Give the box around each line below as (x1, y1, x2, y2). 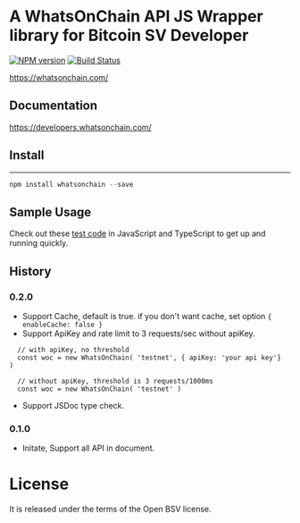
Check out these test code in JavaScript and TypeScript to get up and (9, 228, 266, 239)
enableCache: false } (21, 320, 103, 329)
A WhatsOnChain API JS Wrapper (9, 6, 263, 27)
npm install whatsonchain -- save (9, 180, 134, 189)
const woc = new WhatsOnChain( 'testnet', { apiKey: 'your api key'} (17, 353, 281, 362)
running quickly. (9, 238, 69, 249)
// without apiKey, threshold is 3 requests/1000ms (17, 376, 214, 385)
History (9, 264, 52, 279)
